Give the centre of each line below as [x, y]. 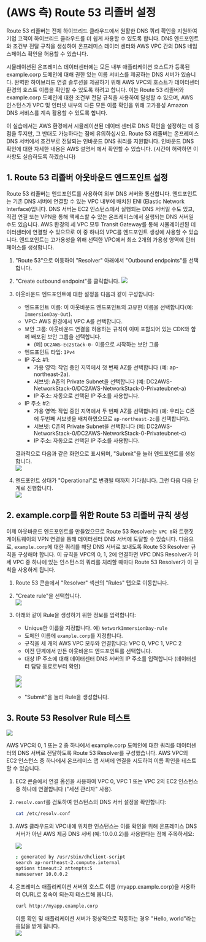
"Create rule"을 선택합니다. [48, 595]
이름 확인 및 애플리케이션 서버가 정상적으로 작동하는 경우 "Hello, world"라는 [105, 918]
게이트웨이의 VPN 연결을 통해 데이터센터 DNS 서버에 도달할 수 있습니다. [92, 539]
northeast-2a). [52, 374]
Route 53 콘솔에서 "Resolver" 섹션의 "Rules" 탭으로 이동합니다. [92, 583]
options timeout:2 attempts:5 [54, 868]
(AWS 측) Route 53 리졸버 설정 [81, 13]
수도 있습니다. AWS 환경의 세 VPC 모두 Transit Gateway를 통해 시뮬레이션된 [98, 224]
